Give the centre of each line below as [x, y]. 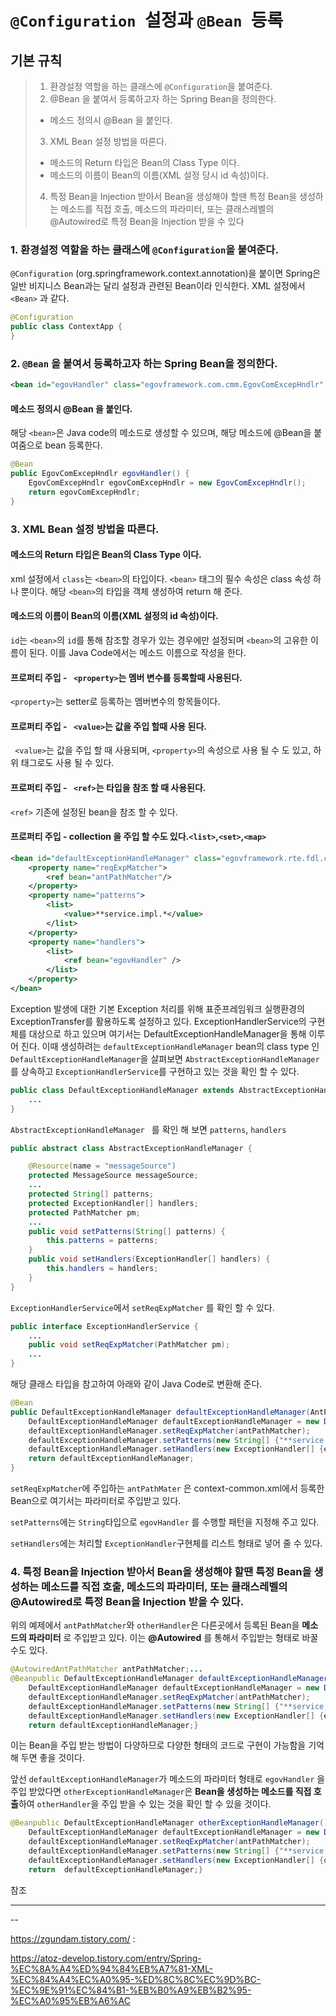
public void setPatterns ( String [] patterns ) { [127, 1231]
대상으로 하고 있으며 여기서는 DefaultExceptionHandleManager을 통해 [167, 1033]
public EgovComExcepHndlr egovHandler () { [100, 474]
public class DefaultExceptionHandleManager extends [122, 1090]
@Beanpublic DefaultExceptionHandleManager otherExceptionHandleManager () [169, 1823]
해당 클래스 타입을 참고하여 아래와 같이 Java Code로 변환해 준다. [136, 1384]
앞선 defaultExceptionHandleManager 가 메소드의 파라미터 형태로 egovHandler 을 [168, 1779]
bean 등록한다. [73, 445]
